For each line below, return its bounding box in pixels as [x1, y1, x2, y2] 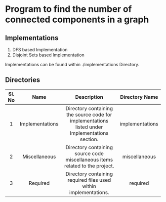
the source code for [66, 111, 112, 118]
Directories [5, 76, 41, 84]
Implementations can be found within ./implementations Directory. [5, 62, 140, 67]
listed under [75, 123, 103, 130]
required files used [67, 176, 111, 183]
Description [75, 93, 104, 100]
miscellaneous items [65, 156, 113, 163]
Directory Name [120, 93, 159, 100]
